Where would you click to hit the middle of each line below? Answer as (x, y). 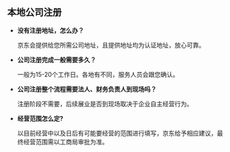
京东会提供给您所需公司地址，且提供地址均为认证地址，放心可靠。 (111, 45)
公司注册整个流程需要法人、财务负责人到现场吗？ (87, 89)
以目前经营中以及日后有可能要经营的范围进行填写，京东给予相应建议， (117, 133)
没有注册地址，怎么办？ (50, 30)
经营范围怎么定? (40, 118)
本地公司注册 (35, 12)
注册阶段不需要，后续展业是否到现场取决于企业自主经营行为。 (105, 104)
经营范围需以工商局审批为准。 (66, 142)
